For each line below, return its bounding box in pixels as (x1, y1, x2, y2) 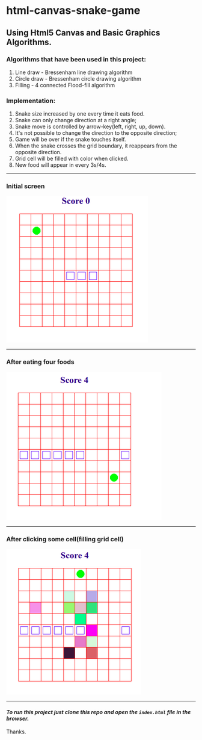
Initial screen (6, 182, 45, 190)
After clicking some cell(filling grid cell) (6, 535, 124, 543)
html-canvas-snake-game (6, 4, 141, 17)
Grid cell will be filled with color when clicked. (14, 155, 129, 163)
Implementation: (6, 96, 56, 105)
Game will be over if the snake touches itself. (14, 136, 126, 143)
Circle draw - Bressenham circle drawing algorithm (14, 75, 141, 82)
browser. (6, 715, 29, 722)
